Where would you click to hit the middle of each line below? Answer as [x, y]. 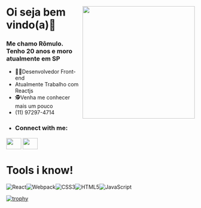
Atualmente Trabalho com [47, 85]
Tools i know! [40, 170]
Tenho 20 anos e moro [39, 52]
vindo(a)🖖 [31, 25]
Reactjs [24, 91]
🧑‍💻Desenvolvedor [37, 72]
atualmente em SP [33, 59]
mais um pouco [34, 106]
